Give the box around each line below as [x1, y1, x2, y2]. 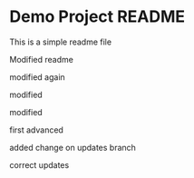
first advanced [9, 124, 63, 135]
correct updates [9, 159, 70, 170]
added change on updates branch [9, 142, 136, 153]
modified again [9, 71, 65, 83]
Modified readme [9, 54, 74, 64]
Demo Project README [9, 6, 186, 27]
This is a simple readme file [9, 36, 112, 47]
